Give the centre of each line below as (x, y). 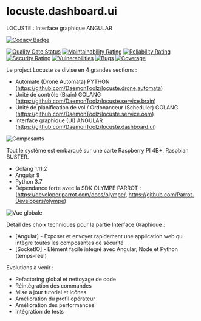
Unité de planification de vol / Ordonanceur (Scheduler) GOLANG (97, 107)
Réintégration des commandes (53, 285)
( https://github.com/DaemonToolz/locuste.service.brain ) (85, 101)
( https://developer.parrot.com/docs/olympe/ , (71, 194)
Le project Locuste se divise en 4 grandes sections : (72, 70)
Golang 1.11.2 (31, 168)
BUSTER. (18, 157)
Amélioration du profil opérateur (55, 299)
